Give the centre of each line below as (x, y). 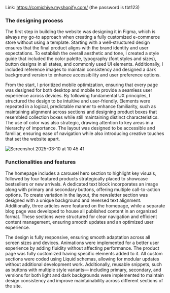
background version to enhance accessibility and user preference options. (83, 75)
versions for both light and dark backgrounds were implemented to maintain (84, 275)
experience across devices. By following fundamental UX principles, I (78, 96)
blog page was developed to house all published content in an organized (81, 211)
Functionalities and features (41, 162)
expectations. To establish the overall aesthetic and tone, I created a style (82, 54)
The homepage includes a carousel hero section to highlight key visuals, (81, 173)
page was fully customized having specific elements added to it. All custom (84, 253)
